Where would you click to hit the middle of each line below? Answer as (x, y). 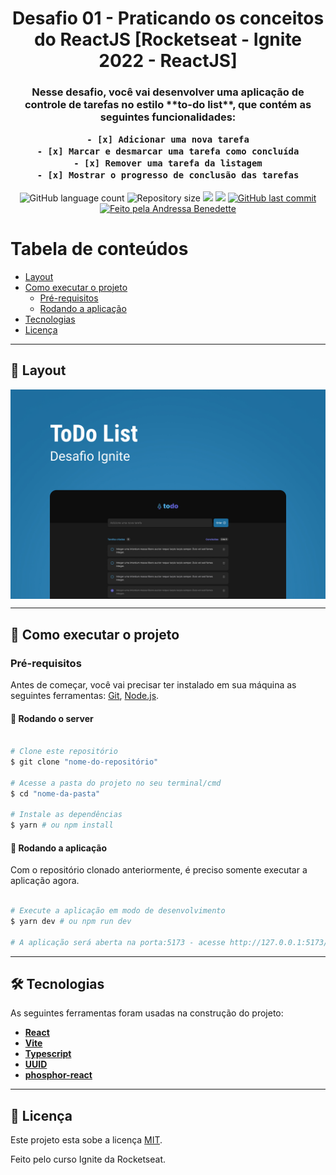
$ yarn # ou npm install (62, 825)
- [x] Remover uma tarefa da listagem (168, 163)
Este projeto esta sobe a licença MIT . (86, 1140)
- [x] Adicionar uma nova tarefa (168, 140)
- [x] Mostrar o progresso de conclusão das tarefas (168, 175)
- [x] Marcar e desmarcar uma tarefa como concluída (168, 151)
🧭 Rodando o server (52, 718)
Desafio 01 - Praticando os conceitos (168, 18)
